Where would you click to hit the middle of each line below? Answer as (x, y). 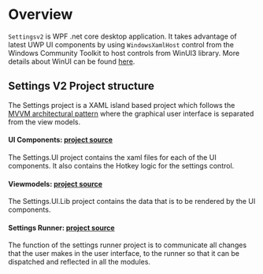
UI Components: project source (60, 140)
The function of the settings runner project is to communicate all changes (128, 245)
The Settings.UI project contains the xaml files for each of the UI (112, 157)
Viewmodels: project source (56, 183)
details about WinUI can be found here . (72, 61)
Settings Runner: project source (62, 228)
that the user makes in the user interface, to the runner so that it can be (124, 254)
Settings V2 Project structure (81, 86)
